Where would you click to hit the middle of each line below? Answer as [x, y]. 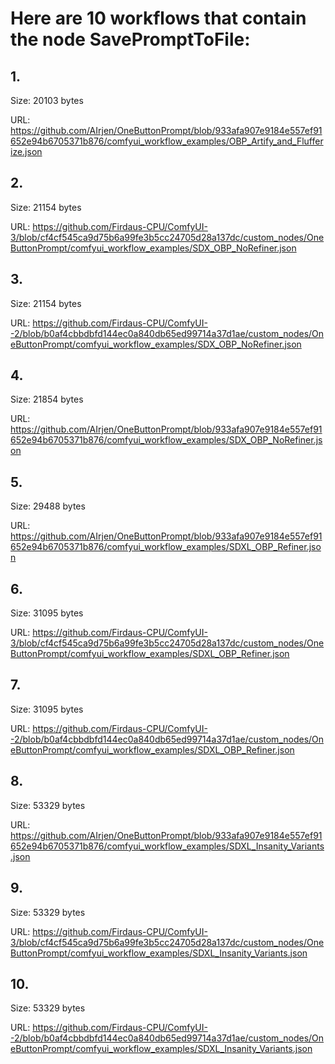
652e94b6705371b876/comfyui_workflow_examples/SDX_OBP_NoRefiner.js [166, 440]
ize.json [26, 151]
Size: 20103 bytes [47, 100]
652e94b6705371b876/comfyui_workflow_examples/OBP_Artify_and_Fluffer [167, 141]
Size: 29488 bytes [48, 506]
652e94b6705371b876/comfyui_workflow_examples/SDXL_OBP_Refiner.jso [166, 547]
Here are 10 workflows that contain [158, 18]
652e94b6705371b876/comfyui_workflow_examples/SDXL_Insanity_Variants [167, 846]
